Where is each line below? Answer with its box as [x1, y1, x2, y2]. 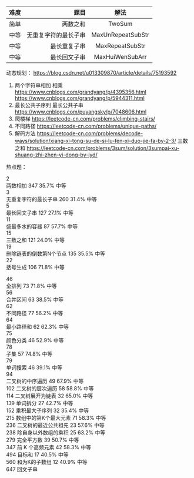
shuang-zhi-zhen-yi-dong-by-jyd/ [14, 151, 98, 158]
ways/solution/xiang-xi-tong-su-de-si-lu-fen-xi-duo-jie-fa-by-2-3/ [14, 138, 176, 144]
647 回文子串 [6, 466, 38, 473]
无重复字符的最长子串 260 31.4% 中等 [6, 196, 98, 202]
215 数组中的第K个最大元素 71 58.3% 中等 [6, 415, 107, 421]
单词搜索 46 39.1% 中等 [6, 364, 63, 371]
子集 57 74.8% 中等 [6, 350, 53, 357]
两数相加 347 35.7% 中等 [6, 182, 66, 189]
